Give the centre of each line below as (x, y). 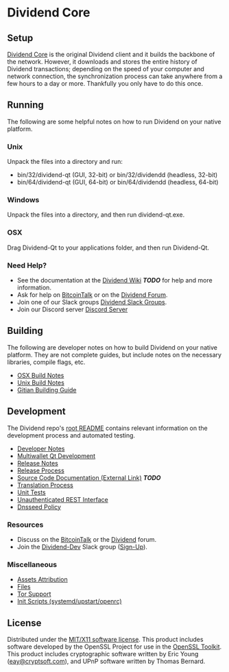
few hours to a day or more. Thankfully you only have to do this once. (105, 83)
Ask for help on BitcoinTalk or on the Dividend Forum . (92, 295)
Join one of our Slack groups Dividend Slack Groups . (92, 302)
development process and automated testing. (71, 435)
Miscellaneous (32, 564)
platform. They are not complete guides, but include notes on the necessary (114, 355)
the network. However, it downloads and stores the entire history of (102, 62)
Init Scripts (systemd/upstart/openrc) (69, 601)
